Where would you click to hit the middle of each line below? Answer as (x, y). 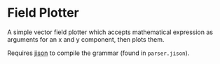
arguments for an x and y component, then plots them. (86, 39)
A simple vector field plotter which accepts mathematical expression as (110, 32)
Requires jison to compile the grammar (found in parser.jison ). (98, 53)
